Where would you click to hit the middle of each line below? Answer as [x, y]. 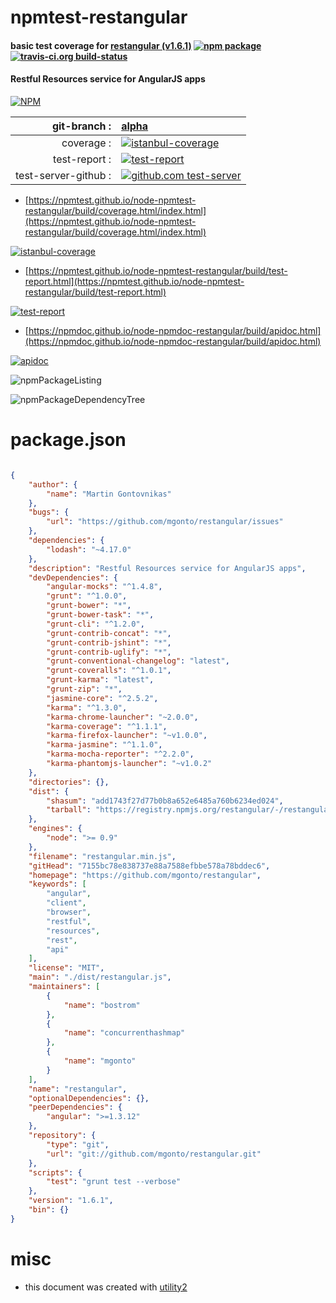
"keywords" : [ [57, 884]
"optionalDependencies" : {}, [89, 1098]
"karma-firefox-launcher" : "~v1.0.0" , [127, 736]
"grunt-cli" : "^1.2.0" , [95, 624]
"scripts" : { [55, 1172]
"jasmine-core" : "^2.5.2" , [102, 698]
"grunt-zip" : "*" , [84, 689]
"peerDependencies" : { [75, 1107]
